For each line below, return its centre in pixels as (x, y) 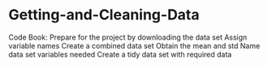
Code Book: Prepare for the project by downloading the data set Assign (128, 37)
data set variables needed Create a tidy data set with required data (120, 54)
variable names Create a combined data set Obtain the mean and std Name (134, 45)
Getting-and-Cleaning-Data (104, 15)
